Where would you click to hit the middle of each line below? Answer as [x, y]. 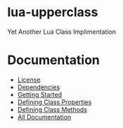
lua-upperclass [53, 12]
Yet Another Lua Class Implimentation [62, 32]
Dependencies [39, 87]
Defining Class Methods [52, 109]
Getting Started [39, 94]
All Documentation [44, 117]
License [29, 79]
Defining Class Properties [54, 102]
